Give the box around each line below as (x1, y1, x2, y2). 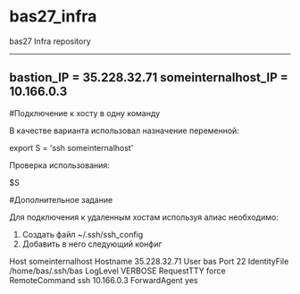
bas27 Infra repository (9, 36, 91, 46)
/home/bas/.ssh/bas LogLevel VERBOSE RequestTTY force (9, 265, 226, 276)
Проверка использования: (9, 159, 110, 171)
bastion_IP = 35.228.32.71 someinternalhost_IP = (9, 70, 288, 86)
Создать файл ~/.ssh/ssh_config (21, 229, 144, 239)
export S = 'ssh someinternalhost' (9, 142, 134, 153)
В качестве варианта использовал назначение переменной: (9, 125, 239, 136)
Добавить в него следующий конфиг (21, 239, 162, 249)
